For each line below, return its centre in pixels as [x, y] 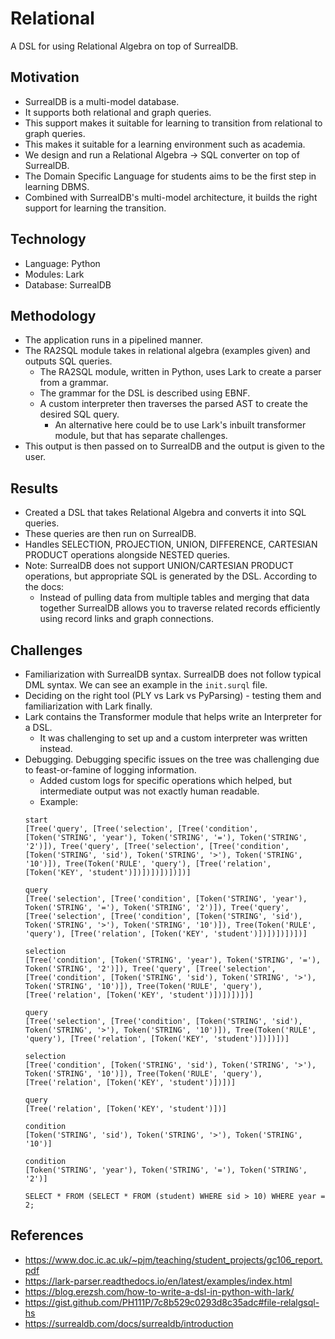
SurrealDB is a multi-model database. [102, 101]
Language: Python [62, 263]
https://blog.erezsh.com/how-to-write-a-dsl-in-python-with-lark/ [159, 1291]
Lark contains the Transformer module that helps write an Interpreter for [173, 716]
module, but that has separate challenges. [141, 436]
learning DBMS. [57, 186]
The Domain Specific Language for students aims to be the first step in [170, 176]
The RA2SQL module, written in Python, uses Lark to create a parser [180, 372]
